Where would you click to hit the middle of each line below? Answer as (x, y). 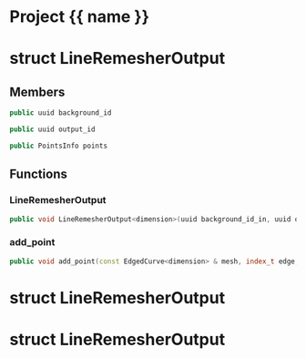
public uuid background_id (61, 113)
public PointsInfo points (58, 146)
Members (37, 92)
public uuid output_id (52, 129)
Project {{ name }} (80, 17)
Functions (39, 174)
